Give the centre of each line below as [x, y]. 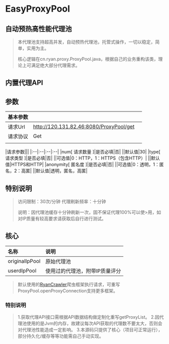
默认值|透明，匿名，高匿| [61, 171]
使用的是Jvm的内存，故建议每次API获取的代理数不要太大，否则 [92, 323]
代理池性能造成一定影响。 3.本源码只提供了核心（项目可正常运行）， [92, 330]
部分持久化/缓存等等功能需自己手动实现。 [60, 336]
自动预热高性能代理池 [38, 29]
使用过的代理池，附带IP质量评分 [83, 271]
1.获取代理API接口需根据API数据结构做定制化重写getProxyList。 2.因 [88, 317]
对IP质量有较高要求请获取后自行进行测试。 [62, 219]
